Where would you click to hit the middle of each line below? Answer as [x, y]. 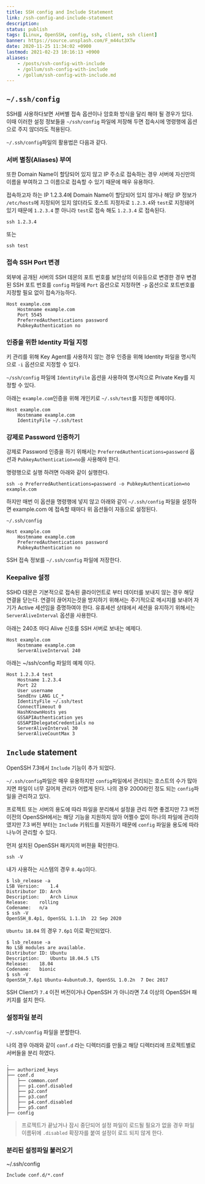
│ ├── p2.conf [27, 1091]
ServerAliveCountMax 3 [46, 733]
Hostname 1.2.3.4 [39, 680]
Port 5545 [30, 315]
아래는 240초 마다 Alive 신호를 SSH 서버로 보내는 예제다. [74, 628]
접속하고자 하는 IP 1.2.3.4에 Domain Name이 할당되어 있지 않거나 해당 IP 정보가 [102, 195]
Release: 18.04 [30, 964]
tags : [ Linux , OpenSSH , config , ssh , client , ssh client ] [82, 35]
